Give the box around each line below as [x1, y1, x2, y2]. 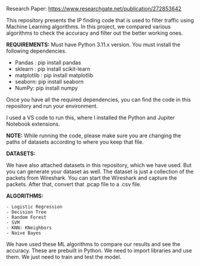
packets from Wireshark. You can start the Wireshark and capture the [6, 174, 177, 182]
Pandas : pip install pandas [14, 59, 82, 66]
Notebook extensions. [6, 120, 61, 128]
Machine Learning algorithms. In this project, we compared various [6, 23, 171, 30]
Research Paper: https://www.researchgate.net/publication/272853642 [6, 5, 182, 12]
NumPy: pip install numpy [14, 84, 78, 92]
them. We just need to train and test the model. [6, 253, 122, 260]
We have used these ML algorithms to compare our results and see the [6, 241, 181, 247]
